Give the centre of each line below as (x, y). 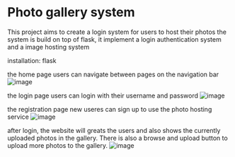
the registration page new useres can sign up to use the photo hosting (110, 109)
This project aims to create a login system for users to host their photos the (117, 32)
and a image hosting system (48, 47)
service (18, 117)
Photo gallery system (71, 12)
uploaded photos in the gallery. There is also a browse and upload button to (117, 138)
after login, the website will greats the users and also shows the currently (114, 130)
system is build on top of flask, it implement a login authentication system (114, 39)
